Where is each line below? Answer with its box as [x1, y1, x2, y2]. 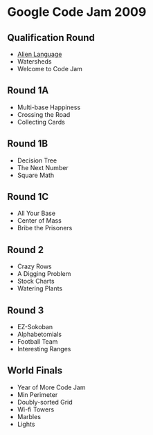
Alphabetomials [17, 330, 62, 339]
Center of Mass [17, 216, 62, 225]
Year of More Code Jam [17, 383, 86, 391]
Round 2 [7, 243, 44, 256]
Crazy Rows [17, 262, 52, 270]
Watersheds [17, 57, 52, 66]
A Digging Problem [17, 270, 71, 278]
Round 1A [7, 84, 49, 97]
